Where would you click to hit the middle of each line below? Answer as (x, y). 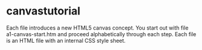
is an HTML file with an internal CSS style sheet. (66, 40)
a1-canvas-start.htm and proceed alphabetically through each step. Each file (101, 34)
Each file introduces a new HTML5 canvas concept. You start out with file (97, 28)
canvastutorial (43, 11)
